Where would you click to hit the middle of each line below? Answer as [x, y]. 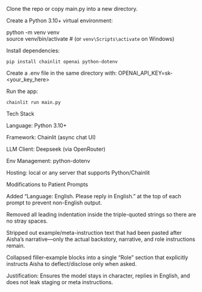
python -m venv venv [33, 32]
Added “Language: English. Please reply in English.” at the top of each [94, 196]
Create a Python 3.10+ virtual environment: [60, 20]
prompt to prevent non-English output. [54, 203]
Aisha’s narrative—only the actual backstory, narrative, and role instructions [101, 239]
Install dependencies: [33, 50]
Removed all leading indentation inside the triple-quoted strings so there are [101, 214]
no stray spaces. [27, 221]
